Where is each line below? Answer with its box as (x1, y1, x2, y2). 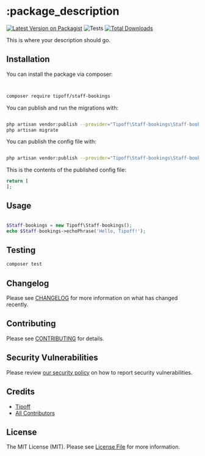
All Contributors (15, 409, 55, 417)
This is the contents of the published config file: (6, 166, 126, 174)
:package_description (6, 4, 120, 18)
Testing (6, 245, 36, 255)
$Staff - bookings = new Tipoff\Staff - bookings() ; (6, 222, 132, 228)
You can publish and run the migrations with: (6, 104, 119, 111)
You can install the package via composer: (6, 70, 113, 78)
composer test (6, 261, 43, 267)
